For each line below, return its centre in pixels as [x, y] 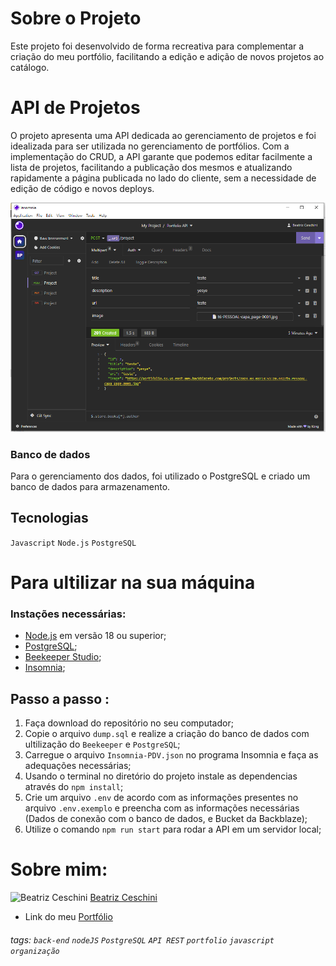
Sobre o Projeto [76, 18]
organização [35, 951]
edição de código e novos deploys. [82, 188]
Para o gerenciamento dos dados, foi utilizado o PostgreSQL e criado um [160, 476]
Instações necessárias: [68, 614]
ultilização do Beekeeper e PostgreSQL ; [102, 744]
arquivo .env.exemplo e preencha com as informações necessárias [162, 808]
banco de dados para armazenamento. [90, 486]
